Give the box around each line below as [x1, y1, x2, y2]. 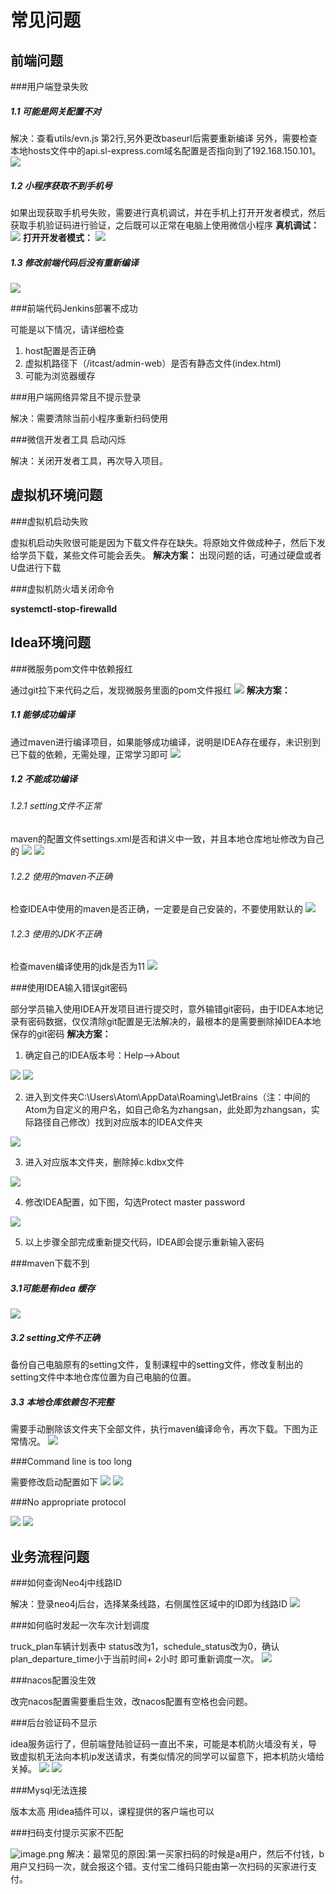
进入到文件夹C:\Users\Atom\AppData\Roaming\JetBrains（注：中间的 [24, 1091, 311, 1103]
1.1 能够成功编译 [10, 709, 75, 721]
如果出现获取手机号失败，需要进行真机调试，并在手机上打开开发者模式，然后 [10, 206, 326, 218]
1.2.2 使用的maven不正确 [10, 870, 113, 882]
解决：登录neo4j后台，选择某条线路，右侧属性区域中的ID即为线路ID [10, 1598, 288, 1610]
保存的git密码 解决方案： [10, 1028, 112, 1040]
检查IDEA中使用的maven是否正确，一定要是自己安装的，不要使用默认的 [10, 903, 303, 915]
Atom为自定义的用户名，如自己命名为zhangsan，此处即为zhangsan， [24, 1104, 312, 1116]
